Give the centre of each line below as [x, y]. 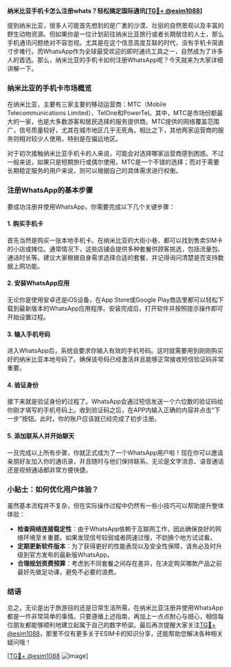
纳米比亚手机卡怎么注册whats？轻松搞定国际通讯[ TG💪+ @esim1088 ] [105, 11]
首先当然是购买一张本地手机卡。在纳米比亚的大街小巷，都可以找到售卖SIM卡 [115, 240]
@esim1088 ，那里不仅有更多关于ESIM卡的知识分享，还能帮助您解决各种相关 [115, 634]
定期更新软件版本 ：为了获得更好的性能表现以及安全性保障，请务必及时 [117, 546]
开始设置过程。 [28, 317]
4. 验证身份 [23, 384]
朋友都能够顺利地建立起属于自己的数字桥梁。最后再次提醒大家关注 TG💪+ [114, 625]
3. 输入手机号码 [29, 334]
